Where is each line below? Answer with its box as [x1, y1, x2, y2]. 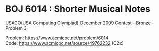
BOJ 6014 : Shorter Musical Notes [5, 3, 151, 15]
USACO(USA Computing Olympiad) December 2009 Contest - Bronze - [5, 20, 154, 26]
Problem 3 [5, 25, 27, 31]
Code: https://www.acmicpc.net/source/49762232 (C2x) [5, 40, 124, 46]
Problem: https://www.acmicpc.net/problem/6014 [5, 35, 109, 41]
